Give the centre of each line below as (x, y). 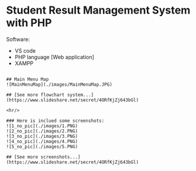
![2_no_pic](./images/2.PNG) (42, 131)
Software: (18, 39)
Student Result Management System (98, 10)
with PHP (29, 23)
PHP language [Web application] (54, 57)
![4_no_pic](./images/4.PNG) (42, 141)
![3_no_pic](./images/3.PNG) (42, 136)
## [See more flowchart (36, 95)
